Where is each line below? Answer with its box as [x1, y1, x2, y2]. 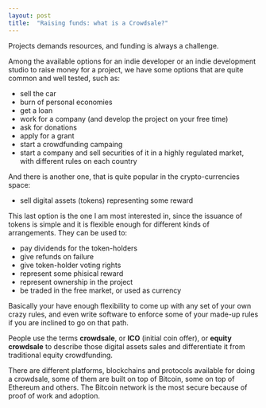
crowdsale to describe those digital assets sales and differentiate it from [8, 341, 245, 351]
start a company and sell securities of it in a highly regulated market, [19, 148, 245, 157]
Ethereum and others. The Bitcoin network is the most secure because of [8, 383, 248, 392]
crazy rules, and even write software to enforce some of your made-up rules [8, 309, 259, 319]
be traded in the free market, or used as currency [19, 286, 182, 295]
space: [8, 180, 31, 189]
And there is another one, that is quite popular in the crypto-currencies [8, 172, 240, 181]
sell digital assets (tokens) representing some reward [19, 196, 194, 205]
